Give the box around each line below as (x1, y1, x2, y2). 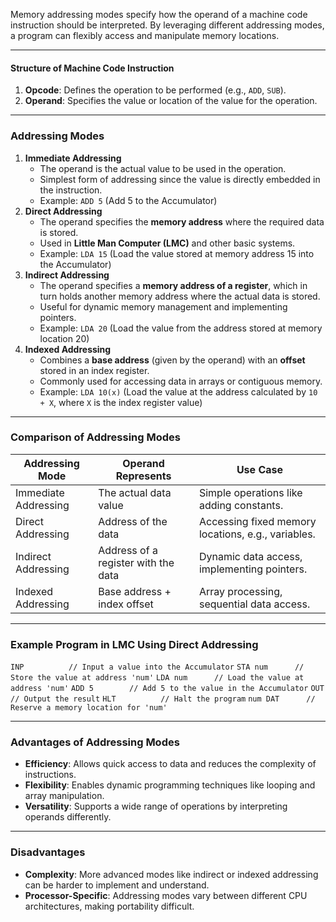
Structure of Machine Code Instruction (10, 62, 175, 74)
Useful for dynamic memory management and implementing (39, 300, 288, 313)
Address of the (98, 514, 168, 528)
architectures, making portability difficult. (24, 900, 195, 912)
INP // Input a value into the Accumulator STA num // (10, 662, 305, 673)
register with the (98, 555, 175, 569)
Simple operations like (198, 485, 303, 499)
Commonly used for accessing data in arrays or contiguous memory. (39, 375, 323, 387)
